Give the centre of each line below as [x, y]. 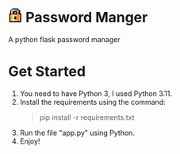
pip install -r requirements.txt [87, 117]
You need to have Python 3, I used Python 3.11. [96, 93]
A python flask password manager [64, 39]
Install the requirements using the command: [92, 102]
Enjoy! [30, 141]
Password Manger [86, 18]
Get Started [47, 72]
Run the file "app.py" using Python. [77, 133]
